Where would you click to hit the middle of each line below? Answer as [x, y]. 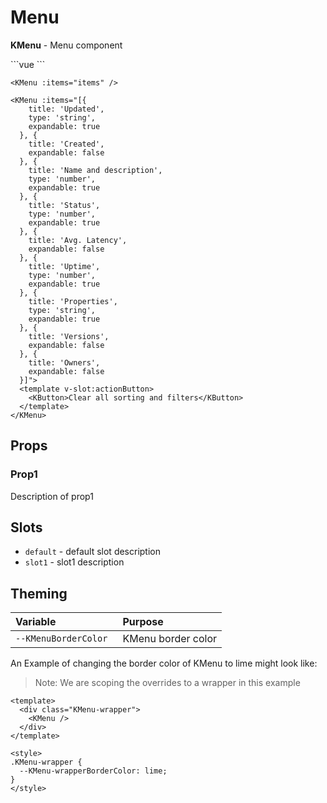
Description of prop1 [52, 496]
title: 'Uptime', [64, 266]
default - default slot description [93, 552]
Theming [39, 593]
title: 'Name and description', [95, 170]
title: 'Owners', [64, 362]
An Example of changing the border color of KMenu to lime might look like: [164, 663]
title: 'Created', [66, 144]
